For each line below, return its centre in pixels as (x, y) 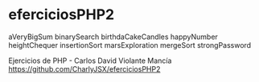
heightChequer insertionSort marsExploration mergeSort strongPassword (130, 45)
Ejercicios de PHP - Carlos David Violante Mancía (90, 61)
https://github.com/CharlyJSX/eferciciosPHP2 (84, 68)
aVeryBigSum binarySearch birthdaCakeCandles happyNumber (113, 37)
